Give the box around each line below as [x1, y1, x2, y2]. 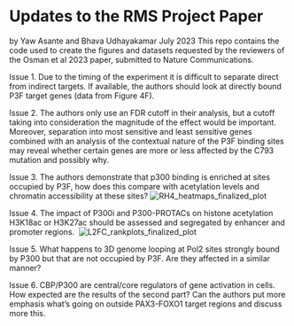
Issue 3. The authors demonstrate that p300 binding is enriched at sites [9, 171, 271, 182]
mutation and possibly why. [9, 154, 110, 165]
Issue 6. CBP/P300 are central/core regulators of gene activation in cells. [9, 279, 276, 290]
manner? [9, 262, 42, 273]
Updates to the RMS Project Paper [9, 6, 264, 27]
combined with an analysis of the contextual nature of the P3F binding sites [9, 136, 285, 146]
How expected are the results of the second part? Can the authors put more [9, 289, 286, 299]
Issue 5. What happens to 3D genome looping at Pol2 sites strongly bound [9, 244, 281, 254]
